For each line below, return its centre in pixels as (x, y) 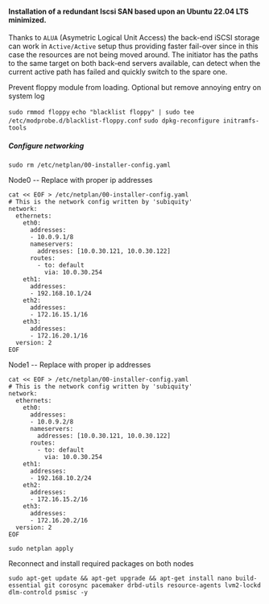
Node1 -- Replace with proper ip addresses (80, 365)
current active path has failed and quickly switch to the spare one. (118, 72)
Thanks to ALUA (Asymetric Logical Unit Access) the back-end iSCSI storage (134, 38)
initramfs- (241, 121)
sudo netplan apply (41, 549)
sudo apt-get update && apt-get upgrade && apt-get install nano (120, 579)
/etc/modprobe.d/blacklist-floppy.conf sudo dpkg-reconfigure (114, 121)
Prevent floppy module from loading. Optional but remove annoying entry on (135, 88)
